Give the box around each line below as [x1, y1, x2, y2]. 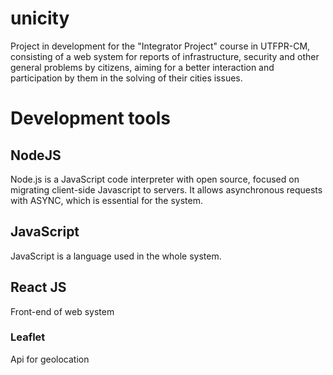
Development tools [10, 107, 171, 130]
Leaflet [10, 330, 46, 344]
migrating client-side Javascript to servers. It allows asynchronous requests [10, 183, 323, 196]
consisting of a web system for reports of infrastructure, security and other [10, 50, 320, 62]
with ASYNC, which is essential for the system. [10, 194, 204, 206]
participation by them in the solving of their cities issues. [10, 72, 243, 84]
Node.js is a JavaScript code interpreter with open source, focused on [10, 173, 300, 185]
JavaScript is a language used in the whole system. [10, 250, 222, 262]
